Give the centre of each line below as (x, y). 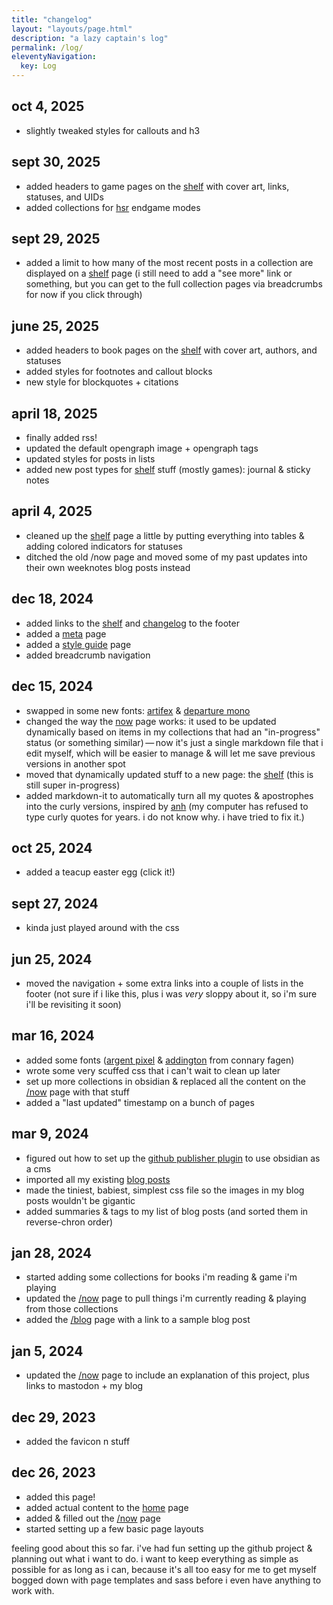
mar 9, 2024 (50, 1134)
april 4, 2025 (52, 511)
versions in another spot (75, 763)
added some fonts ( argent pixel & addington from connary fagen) (160, 1060)
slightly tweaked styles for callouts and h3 (113, 130)
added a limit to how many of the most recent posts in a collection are (169, 263)
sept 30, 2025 (56, 162)
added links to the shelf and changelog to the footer (132, 623)
